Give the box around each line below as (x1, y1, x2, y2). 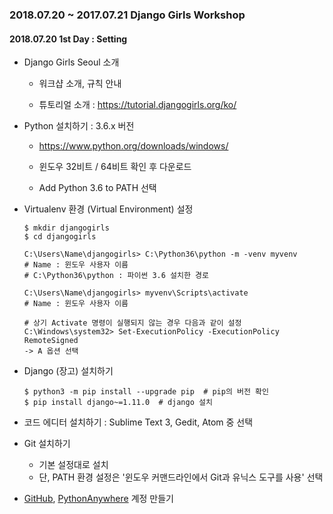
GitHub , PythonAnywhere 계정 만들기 (23, 493, 174, 505)
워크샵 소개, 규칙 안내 (38, 78, 122, 90)
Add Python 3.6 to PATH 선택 (38, 182, 157, 194)
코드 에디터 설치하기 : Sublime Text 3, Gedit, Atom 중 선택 (23, 416, 254, 428)
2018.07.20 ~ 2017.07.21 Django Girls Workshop (9, 8, 246, 22)
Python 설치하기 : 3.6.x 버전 (23, 120, 135, 132)
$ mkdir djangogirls (23, 223, 110, 233)
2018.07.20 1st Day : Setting (9, 33, 128, 45)
